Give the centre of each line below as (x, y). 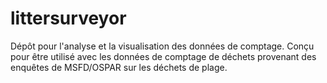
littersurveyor (68, 18)
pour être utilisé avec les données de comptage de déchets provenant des (163, 56)
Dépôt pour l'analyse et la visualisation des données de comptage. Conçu (162, 46)
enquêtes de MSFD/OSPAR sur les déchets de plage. (119, 67)
